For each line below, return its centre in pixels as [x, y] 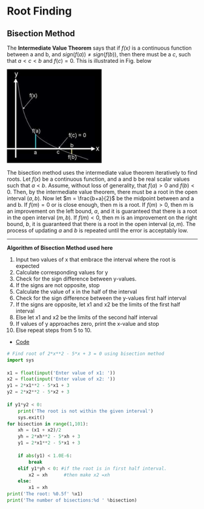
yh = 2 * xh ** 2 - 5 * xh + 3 [49, 436]
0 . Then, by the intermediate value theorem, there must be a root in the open [102, 192]
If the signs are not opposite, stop [58, 285]
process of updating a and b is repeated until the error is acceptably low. [97, 230]
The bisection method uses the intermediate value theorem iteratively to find [102, 172]
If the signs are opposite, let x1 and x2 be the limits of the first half [98, 304]
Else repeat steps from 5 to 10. [54, 330]
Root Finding [39, 11]
